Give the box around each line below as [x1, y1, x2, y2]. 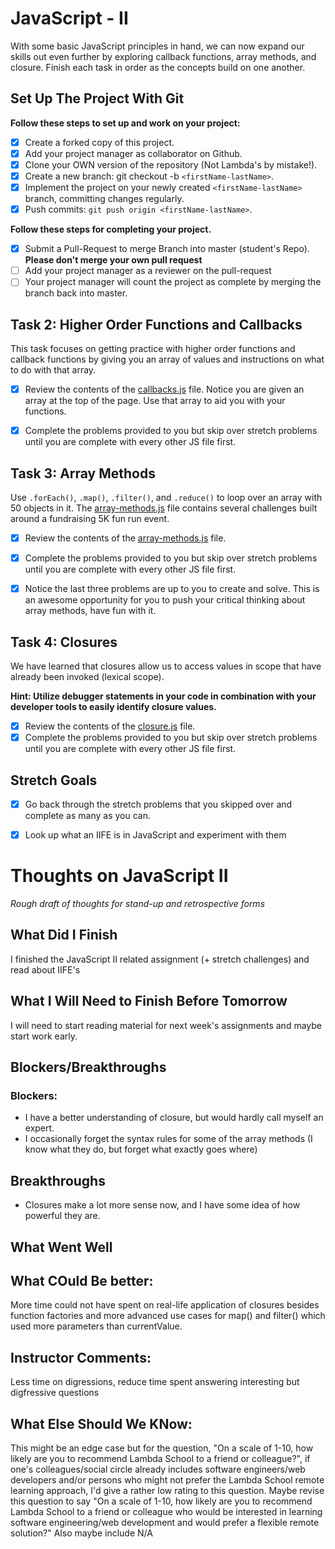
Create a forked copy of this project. [24, 136, 175, 148]
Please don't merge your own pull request [24, 254, 203, 266]
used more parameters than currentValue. [10, 1320, 183, 1332]
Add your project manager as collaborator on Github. [24, 147, 243, 159]
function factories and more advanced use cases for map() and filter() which [10, 1310, 326, 1322]
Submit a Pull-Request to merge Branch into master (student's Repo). [24, 243, 310, 255]
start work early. [10, 1030, 78, 1042]
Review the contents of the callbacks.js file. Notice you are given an [24, 383, 305, 396]
